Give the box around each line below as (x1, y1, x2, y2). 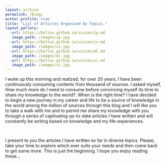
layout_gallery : (5, 26, 39, 31)
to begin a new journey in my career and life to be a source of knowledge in (5, 97, 160, 103)
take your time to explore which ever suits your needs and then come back (5, 143, 158, 149)
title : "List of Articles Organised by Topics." (5, 21, 108, 26)
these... (5, 153, 21, 159)
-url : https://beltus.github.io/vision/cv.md (9, 40, 106, 45)
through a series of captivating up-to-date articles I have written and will (5, 113, 153, 119)
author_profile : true (5, 16, 50, 21)
